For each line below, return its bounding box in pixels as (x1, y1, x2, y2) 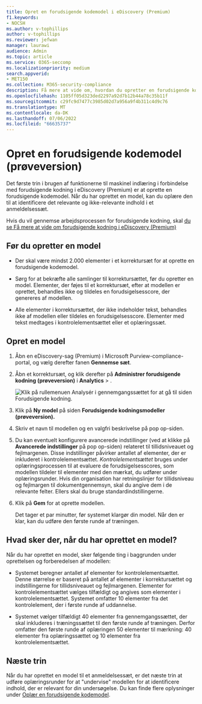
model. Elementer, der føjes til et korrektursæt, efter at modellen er (14, 281, 180, 288)
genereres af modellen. (14, 294, 73, 302)
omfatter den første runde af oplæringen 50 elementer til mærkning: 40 (14, 626, 192, 633)
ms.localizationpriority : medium (6, 65, 90, 71)
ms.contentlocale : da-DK (6, 110, 69, 116)
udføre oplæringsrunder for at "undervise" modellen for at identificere (6, 678, 179, 685)
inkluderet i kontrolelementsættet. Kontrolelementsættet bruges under (14, 455, 188, 463)
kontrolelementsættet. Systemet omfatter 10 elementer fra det (14, 595, 168, 602)
